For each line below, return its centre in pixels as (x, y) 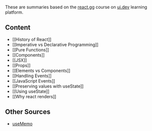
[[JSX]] (19, 60)
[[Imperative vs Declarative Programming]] (55, 44)
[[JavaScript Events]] (34, 81)
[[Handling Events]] (32, 76)
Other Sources (28, 112)
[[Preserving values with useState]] (48, 86)
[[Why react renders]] (34, 96)
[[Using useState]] (31, 91)
